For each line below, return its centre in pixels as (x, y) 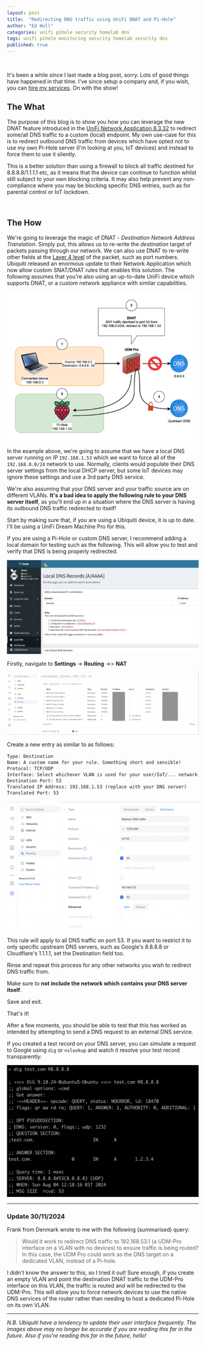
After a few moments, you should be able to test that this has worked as (97, 1026)
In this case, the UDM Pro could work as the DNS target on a (98, 1254)
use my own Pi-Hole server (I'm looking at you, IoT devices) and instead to (100, 148)
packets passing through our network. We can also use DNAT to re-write (98, 251)
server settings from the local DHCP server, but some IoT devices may (95, 471)
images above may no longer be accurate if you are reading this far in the (100, 1329)
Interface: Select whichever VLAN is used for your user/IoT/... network (102, 774)
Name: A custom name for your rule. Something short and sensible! (94, 762)
